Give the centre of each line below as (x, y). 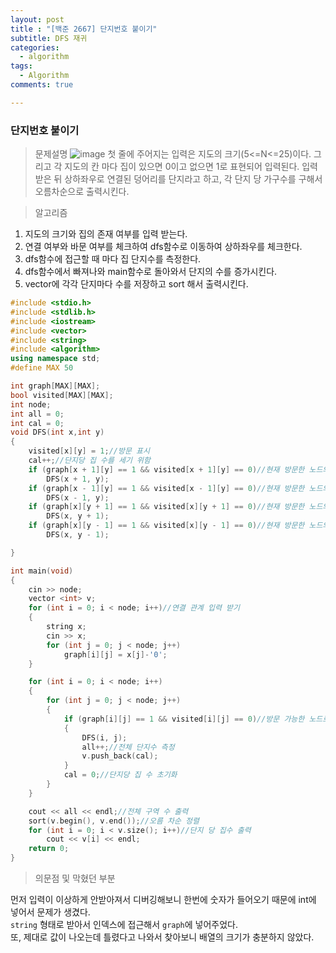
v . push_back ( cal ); (120, 756)
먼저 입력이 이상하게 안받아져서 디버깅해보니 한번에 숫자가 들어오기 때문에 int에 (163, 900)
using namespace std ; (55, 359)
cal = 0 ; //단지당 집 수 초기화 (120, 775)
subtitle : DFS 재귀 (49, 38)
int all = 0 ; (37, 414)
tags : (21, 66)
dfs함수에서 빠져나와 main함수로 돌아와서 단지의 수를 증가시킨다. (151, 272)
